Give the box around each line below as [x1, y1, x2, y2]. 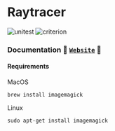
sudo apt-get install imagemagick [7, 117, 109, 125]
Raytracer [7, 4, 67, 20]
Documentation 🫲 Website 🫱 [7, 45, 102, 55]
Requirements [7, 62, 50, 71]
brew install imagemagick [7, 92, 83, 99]
